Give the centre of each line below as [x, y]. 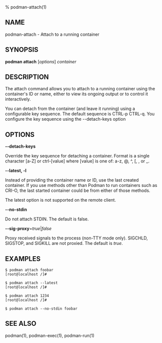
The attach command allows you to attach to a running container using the [80, 89]
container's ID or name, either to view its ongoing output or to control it [77, 94]
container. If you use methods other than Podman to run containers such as [81, 185]
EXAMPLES [23, 259]
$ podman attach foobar [29, 270]
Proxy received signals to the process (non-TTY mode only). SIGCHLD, [77, 238]
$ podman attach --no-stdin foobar [41, 309]
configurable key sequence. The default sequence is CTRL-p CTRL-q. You [80, 114]
